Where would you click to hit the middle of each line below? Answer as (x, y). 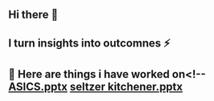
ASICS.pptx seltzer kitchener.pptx (95, 87)
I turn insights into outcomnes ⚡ (89, 43)
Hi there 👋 (33, 15)
